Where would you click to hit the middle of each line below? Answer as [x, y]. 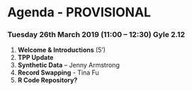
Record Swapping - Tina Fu [58, 73]
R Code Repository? [47, 80]
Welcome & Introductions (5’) [62, 50]
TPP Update [35, 58]
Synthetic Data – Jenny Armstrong [69, 65]
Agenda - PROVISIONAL [79, 12]
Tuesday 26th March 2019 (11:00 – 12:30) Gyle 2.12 [96, 35]
